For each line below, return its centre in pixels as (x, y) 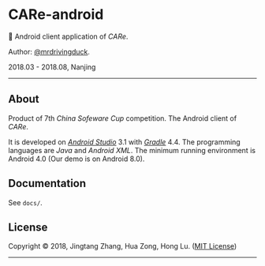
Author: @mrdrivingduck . (49, 51)
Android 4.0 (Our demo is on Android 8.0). (77, 159)
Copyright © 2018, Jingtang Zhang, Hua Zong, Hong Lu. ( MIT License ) (123, 246)
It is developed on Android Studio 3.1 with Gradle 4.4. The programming (124, 142)
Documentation (47, 184)
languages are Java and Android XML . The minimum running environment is (132, 150)
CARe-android (56, 15)
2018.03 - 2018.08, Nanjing (52, 67)
